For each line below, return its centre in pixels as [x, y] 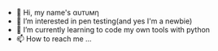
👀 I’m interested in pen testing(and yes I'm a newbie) [104, 21]
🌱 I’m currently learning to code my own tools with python [113, 30]
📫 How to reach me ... [54, 39]
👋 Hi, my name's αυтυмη [57, 13]
